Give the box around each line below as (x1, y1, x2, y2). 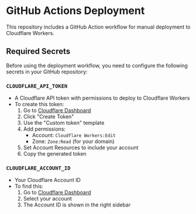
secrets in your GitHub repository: (6, 68, 88, 75)
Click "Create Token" (23, 113, 74, 120)
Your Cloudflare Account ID (14, 177, 81, 184)
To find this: (14, 183, 44, 190)
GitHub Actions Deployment (6, 4, 145, 17)
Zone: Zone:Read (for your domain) (32, 138, 115, 145)
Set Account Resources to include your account (23, 144, 139, 151)
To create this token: (14, 101, 64, 108)
